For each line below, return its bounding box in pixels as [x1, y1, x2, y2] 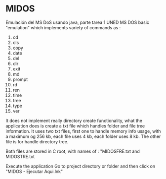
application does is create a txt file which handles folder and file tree [5, 122, 145, 129]
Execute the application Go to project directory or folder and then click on [5, 163, 155, 169]
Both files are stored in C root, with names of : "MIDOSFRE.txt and [5, 148, 140, 154]
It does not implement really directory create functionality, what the [5, 118, 143, 123]
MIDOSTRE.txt [5, 153, 35, 159]
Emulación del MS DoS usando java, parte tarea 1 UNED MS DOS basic [5, 19, 150, 25]
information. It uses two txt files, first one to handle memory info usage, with [5, 128, 161, 134]
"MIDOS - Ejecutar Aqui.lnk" [5, 168, 63, 174]
